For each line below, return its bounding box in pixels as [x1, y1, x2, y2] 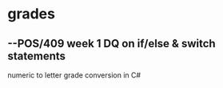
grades [7, 5, 55, 23]
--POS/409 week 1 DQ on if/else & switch [7, 37, 217, 50]
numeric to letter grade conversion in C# [7, 70, 141, 80]
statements [7, 49, 66, 62]
